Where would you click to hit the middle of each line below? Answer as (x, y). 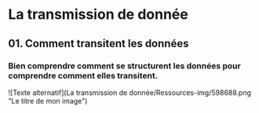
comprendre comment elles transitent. (83, 75)
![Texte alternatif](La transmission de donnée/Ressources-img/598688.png (130, 93)
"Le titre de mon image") (48, 100)
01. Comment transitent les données (98, 44)
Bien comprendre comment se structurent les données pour (124, 66)
